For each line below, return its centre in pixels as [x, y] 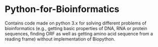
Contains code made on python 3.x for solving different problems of [76, 23]
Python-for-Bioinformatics [62, 9]
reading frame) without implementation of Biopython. [60, 39]
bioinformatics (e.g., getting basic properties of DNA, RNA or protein [76, 28]
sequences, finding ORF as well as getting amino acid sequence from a [79, 33]
